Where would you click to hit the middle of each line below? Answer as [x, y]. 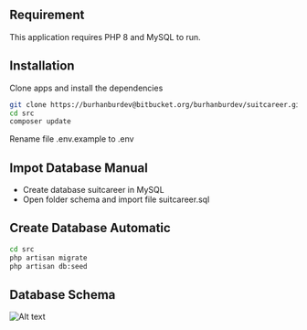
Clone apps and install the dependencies [86, 88]
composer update [40, 122]
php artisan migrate [49, 258]
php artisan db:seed [49, 266]
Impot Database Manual [79, 168]
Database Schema [63, 295]
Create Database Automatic [90, 228]
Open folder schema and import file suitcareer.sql [116, 199]
